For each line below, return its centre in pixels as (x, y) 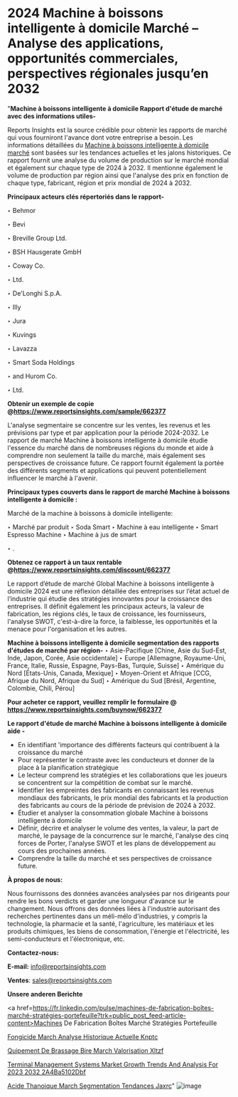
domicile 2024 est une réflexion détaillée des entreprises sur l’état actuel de (118, 591)
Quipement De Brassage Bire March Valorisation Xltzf (86, 1050)
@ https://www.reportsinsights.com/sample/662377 (87, 411)
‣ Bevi (17, 224)
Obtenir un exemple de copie (51, 403)
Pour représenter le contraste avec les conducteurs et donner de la (116, 759)
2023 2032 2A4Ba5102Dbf (47, 1072)
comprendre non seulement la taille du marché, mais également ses (107, 455)
